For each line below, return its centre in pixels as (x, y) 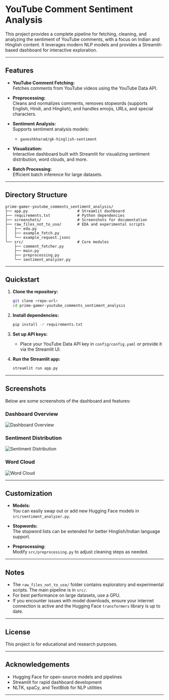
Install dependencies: (36, 315)
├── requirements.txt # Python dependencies (65, 215)
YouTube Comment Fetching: (44, 83)
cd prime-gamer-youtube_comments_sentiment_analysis (69, 306)
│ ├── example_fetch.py (32, 233)
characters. (24, 114)
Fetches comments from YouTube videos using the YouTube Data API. (85, 88)
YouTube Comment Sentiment (69, 9)
